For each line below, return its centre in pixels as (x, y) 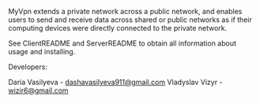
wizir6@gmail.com (38, 90)
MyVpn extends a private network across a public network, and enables (125, 11)
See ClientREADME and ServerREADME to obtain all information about (122, 43)
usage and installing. (42, 51)
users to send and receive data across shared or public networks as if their (130, 20)
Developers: (28, 67)
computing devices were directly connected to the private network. (118, 28)
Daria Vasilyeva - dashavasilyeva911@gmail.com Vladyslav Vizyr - (115, 82)
